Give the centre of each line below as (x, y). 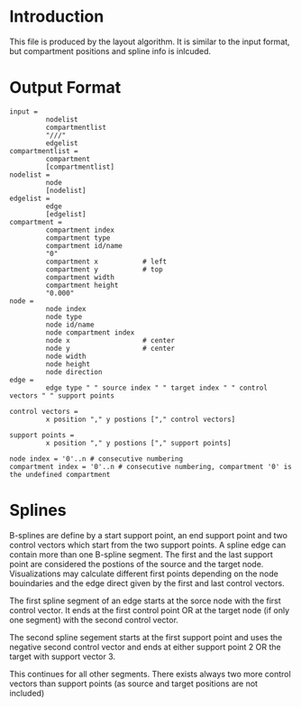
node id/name (70, 325)
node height (68, 364)
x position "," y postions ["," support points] (138, 443)
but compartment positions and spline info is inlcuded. (110, 50)
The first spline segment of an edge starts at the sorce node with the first (145, 601)
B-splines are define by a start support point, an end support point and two (149, 535)
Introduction (57, 17)
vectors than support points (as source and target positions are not (134, 684)
